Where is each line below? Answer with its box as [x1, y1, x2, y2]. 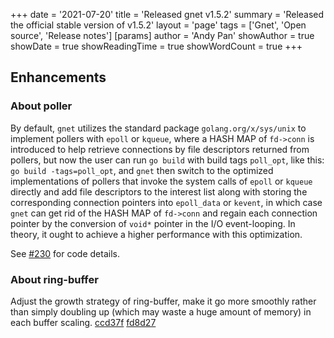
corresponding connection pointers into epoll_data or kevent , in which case [10, 196, 323, 208]
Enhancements [10, 69, 107, 86]
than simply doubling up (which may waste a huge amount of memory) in [10, 305, 312, 318]
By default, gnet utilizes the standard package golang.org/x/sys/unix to [10, 122, 307, 134]
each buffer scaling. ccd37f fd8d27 [10, 316, 157, 328]
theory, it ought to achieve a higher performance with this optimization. [10, 228, 303, 240]
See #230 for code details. [10, 247, 120, 259]
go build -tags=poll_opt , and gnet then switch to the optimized [10, 164, 274, 176]
